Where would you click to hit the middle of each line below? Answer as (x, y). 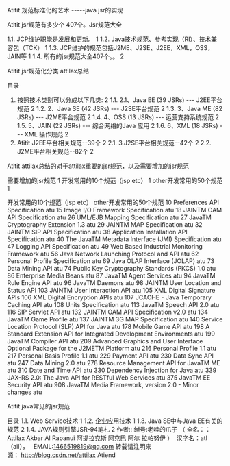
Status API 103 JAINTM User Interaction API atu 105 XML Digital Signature (111, 290)
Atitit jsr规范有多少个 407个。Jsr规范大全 (65, 25)
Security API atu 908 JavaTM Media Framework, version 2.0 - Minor (103, 385)
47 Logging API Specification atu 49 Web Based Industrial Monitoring (105, 246)
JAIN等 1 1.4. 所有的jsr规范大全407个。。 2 (66, 56)
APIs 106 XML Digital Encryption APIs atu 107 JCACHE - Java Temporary (110, 297)
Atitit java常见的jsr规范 (39, 406)
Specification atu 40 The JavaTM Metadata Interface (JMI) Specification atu (114, 239)
